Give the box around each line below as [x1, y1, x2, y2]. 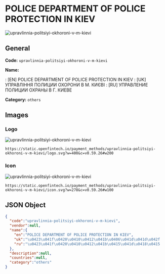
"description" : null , [9, 251, 52, 256]
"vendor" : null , [9, 223, 41, 228]
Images [5, 111, 29, 119]
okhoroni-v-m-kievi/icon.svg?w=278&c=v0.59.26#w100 [5, 187, 114, 192]
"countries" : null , [9, 255, 48, 260]
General [5, 44, 31, 52]
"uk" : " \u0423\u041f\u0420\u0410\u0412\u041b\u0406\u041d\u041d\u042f [14, 237, 161, 242]
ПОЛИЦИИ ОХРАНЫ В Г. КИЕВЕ [5, 87, 72, 93]
